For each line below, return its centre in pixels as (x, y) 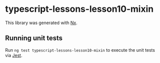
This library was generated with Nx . (41, 23)
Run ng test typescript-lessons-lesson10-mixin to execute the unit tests (80, 50)
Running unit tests (34, 38)
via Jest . (14, 55)
